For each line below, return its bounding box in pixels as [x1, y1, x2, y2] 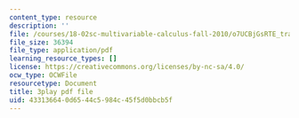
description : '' [9, 21, 69, 30]
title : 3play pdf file [9, 87, 93, 96]
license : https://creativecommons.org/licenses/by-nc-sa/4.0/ [9, 63, 245, 72]
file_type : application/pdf [9, 46, 114, 55]
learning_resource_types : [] [9, 54, 117, 63]
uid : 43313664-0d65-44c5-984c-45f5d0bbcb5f [9, 95, 174, 105]
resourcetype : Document [9, 79, 98, 88]
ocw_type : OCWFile [9, 71, 77, 80]
